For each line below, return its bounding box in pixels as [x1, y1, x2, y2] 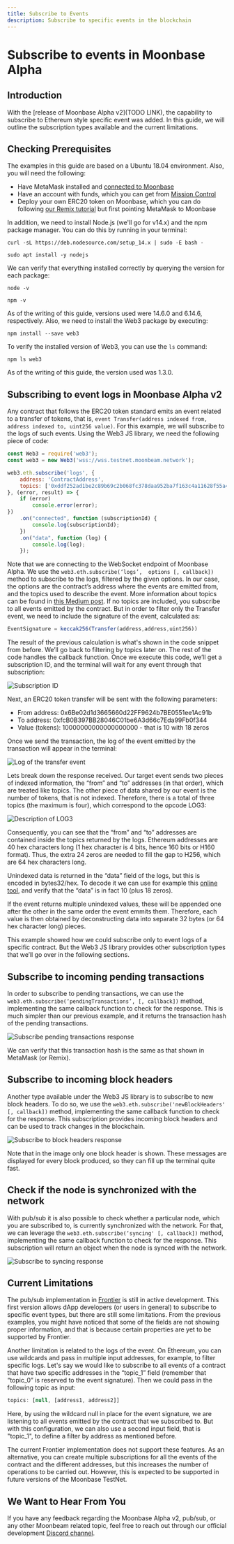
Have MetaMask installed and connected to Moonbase [17, 182, 174, 191]
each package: [7, 271, 50, 280]
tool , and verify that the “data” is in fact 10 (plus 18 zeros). [7, 886, 173, 895]
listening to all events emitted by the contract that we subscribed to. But [7, 1417, 214, 1426]
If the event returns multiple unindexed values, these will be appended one [7, 900, 221, 909]
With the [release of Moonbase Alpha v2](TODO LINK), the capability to [7, 108, 212, 116]
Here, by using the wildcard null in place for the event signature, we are [7, 1410, 212, 1418]
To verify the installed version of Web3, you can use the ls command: [7, 342, 208, 351]
